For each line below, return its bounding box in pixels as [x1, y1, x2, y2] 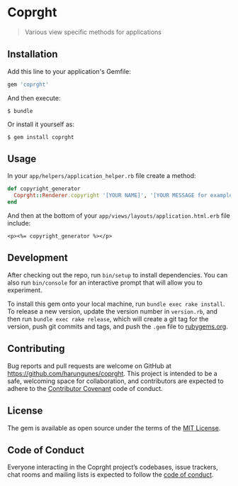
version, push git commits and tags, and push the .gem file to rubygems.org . [7, 322, 229, 331]
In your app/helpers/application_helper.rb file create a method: [7, 172, 196, 180]
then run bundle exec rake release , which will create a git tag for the [7, 314, 209, 323]
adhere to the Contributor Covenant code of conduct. [7, 384, 163, 392]
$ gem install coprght [7, 133, 74, 140]
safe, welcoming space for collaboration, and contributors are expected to [7, 377, 225, 385]
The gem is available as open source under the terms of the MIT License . [7, 424, 221, 432]
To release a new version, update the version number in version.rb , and [7, 306, 218, 316]
